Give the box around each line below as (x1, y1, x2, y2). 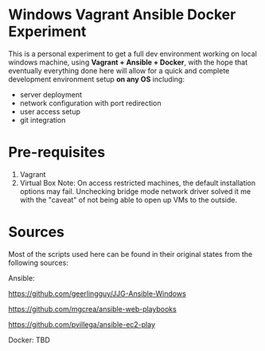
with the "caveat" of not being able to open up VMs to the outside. (19, 195, 237, 204)
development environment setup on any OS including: (8, 74, 185, 84)
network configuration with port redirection (19, 98, 162, 108)
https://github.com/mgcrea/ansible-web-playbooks (8, 304, 177, 314)
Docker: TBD (8, 335, 50, 345)
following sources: (8, 258, 69, 267)
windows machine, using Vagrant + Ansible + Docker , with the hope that (8, 57, 248, 67)
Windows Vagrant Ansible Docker (8, 6, 236, 24)
